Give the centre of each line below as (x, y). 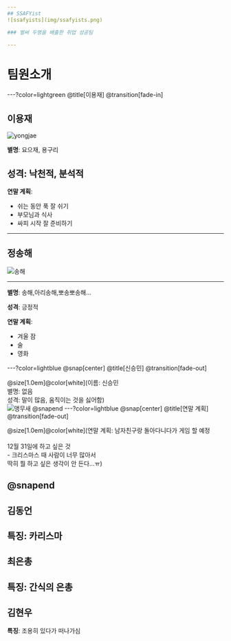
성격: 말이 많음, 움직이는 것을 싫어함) (56, 400)
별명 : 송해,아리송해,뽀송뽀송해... (49, 292)
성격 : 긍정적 (23, 307)
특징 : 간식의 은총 (40, 587)
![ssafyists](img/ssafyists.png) (55, 20)
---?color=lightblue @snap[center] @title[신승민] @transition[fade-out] (107, 368)
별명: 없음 (20, 391)
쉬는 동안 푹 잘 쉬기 (43, 206)
